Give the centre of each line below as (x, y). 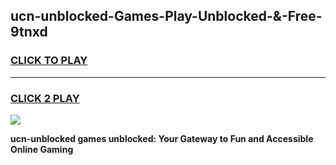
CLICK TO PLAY (49, 61)
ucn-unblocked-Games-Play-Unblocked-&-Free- (166, 16)
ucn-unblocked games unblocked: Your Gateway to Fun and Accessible (162, 138)
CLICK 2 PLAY (45, 98)
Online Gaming (42, 149)
